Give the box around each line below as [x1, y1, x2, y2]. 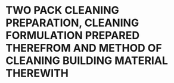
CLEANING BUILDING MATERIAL [5, 54, 168, 68]
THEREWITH [5, 66, 69, 80]
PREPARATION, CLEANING [5, 16, 139, 30]
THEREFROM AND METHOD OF [5, 41, 162, 55]
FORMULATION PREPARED [5, 29, 140, 42]
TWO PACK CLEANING [5, 4, 120, 17]
